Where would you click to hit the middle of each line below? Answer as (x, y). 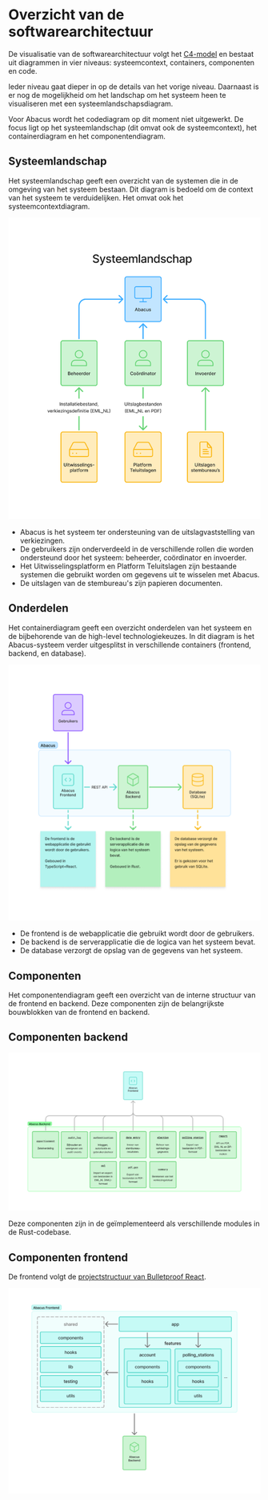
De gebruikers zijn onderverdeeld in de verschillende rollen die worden (137, 549)
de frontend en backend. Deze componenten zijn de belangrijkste (116, 1004)
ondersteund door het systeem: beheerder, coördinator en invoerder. (133, 557)
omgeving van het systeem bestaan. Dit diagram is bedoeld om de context (131, 189)
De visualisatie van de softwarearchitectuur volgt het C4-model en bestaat (131, 54)
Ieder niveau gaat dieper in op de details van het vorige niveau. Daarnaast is (134, 87)
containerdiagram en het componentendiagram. (87, 136)
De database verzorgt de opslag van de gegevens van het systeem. (131, 951)
